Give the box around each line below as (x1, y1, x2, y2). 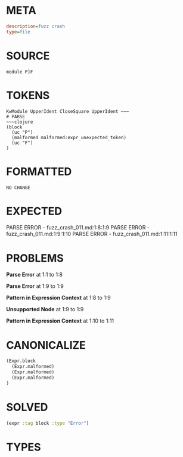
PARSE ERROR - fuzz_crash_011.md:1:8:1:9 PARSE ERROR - (6, 224, 150, 231)
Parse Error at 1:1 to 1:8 (6, 271, 63, 278)
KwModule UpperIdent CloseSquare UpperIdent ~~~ (6, 108, 129, 114)
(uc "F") (11, 140, 33, 146)
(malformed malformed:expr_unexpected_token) (11, 134, 127, 140)
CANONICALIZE (6, 338, 86, 352)
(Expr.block (6, 358, 36, 364)
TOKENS (6, 88, 50, 102)
